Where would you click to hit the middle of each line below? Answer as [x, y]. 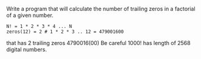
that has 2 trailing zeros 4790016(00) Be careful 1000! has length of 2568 [98, 43]
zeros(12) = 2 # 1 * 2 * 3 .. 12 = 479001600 [65, 32]
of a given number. [30, 15]
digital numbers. [27, 49]
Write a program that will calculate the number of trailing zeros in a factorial [101, 9]
